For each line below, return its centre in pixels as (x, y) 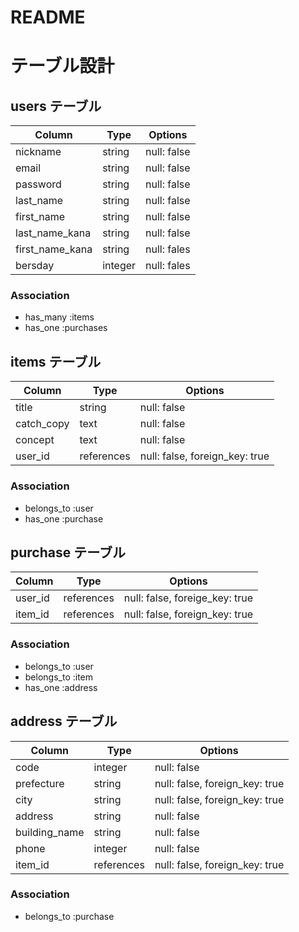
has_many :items (59, 317)
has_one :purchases (66, 328)
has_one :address (61, 687)
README (48, 17)
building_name (50, 832)
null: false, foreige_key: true (188, 598)
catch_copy (42, 424)
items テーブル (56, 361)
